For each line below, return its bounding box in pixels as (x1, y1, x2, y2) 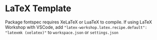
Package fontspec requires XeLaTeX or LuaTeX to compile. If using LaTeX (5, 19, 152, 25)
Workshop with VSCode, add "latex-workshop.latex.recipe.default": (5, 24, 147, 30)
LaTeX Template (5, 3, 72, 14)
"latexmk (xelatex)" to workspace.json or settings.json (5, 29, 118, 35)
